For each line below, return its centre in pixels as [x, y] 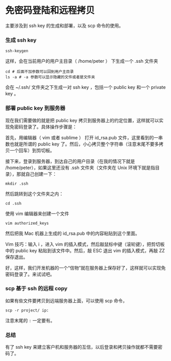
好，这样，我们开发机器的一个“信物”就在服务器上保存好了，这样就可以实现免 [86, 268]
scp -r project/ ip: [27, 310]
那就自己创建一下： [36, 174]
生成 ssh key [21, 40]
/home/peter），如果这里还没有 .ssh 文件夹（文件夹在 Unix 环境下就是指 [80, 167]
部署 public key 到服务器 [35, 108]
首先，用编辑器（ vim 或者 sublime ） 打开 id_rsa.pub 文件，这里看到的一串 [84, 137]
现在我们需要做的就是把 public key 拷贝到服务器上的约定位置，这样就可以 [82, 120]
